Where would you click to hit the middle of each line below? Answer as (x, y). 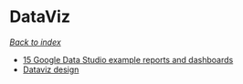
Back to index (35, 42)
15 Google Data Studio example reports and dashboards (128, 59)
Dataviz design (51, 69)
